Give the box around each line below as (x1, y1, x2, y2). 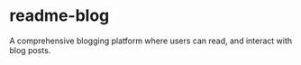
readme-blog (9, 5, 110, 26)
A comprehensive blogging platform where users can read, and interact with (9, 35, 293, 46)
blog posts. (9, 44, 51, 55)
